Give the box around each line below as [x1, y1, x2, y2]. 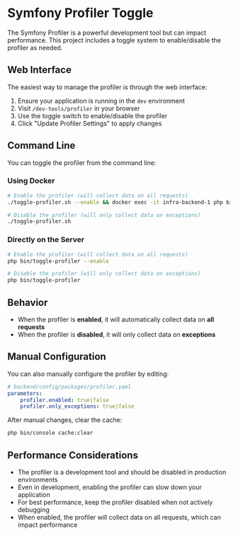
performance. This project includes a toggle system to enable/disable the [7, 35, 222, 44]
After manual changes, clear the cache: [7, 416, 123, 424]
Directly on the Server [7, 235, 85, 245]
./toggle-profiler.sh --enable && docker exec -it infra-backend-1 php [7, 198, 223, 206]
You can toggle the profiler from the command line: [7, 158, 157, 167]
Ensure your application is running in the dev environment [17, 96, 186, 105]
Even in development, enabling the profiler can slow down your [17, 483, 202, 491]
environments [17, 475, 58, 484]
